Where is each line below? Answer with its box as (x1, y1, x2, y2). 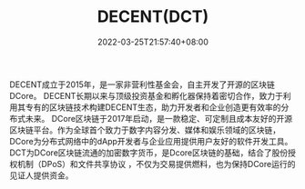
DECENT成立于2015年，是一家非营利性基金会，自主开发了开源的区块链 (9, 79, 276, 90)
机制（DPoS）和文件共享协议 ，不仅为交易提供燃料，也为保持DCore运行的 (16, 158, 296, 169)
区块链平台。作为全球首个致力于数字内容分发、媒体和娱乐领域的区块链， (9, 124, 280, 135)
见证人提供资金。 (9, 170, 74, 181)
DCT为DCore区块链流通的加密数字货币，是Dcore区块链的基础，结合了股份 (9, 147, 289, 158)
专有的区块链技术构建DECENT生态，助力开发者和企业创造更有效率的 (25, 102, 281, 113)
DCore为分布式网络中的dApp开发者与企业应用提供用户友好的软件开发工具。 (9, 135, 293, 146)
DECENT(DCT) (97, 6, 209, 27)
